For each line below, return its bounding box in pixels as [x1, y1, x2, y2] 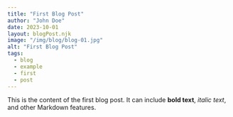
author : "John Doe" [7, 17, 65, 24]
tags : [7, 50, 23, 57]
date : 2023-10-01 [7, 23, 59, 30]
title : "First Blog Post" [7, 10, 84, 18]
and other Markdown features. [7, 104, 97, 112]
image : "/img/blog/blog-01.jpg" [7, 37, 103, 44]
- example [13, 63, 43, 70]
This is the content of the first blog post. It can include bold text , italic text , [7, 96, 227, 104]
